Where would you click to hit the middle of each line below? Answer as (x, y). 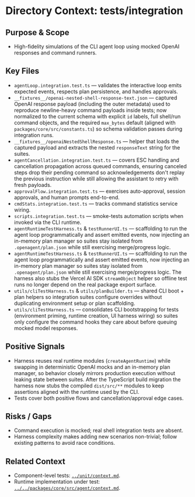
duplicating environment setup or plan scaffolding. (74, 303)
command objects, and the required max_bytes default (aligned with (95, 122)
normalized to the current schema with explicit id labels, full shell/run (97, 116)
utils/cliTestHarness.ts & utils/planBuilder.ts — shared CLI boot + (99, 291)
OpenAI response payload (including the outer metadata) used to (92, 104)
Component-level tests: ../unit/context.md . (67, 475)
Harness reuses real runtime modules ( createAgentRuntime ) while (92, 360)
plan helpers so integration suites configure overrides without (88, 297)
